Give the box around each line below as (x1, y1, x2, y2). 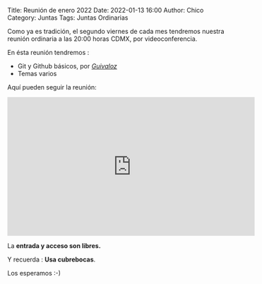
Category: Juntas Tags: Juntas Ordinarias (7, 13, 129, 22)
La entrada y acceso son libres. (7, 242, 101, 249)
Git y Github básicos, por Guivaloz (17, 62, 118, 70)
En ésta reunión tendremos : (7, 49, 90, 56)
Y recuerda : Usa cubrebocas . (7, 255, 96, 264)
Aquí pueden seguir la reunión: (7, 83, 97, 91)
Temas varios (17, 70, 57, 78)
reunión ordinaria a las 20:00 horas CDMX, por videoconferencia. (7, 35, 198, 43)
